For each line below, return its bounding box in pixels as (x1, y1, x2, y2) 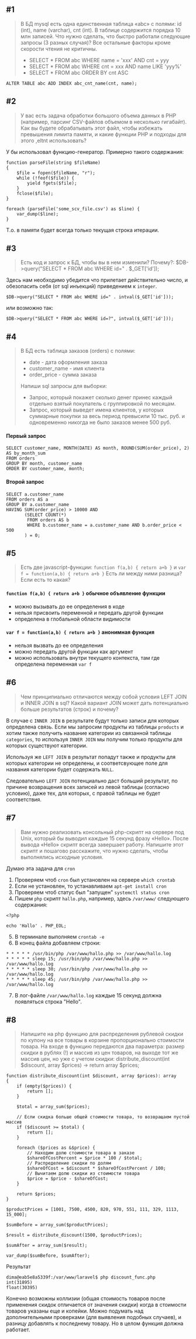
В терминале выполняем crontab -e (14, 933, 105, 940)
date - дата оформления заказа (29, 359, 108, 366)
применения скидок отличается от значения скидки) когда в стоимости (6, 1301, 187, 1308)
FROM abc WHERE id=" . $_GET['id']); (67, 265, 160, 272)
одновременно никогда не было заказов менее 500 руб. (29, 419, 171, 426)
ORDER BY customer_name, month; (6, 466, 85, 472)
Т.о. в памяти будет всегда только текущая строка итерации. (6, 226, 159, 234)
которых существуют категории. (6, 742, 88, 749)
